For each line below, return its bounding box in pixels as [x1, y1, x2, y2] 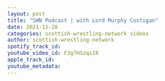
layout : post [7, 10, 46, 18]
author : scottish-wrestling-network [7, 37, 114, 44]
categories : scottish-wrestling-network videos [7, 30, 150, 37]
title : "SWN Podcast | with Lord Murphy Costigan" [7, 17, 159, 24]
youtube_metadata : [7, 63, 61, 70]
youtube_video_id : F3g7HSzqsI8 [7, 50, 99, 57]
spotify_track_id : [7, 43, 61, 50]
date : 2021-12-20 [7, 23, 58, 30]
